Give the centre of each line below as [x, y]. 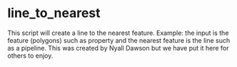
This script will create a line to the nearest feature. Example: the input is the [118, 33]
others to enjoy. [30, 56]
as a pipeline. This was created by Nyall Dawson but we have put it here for [118, 48]
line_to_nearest [54, 13]
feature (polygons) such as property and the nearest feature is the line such [119, 40]
